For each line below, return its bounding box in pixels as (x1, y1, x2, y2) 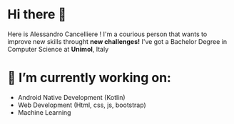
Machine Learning (17, 108, 71, 116)
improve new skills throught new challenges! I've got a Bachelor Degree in (7, 37, 227, 45)
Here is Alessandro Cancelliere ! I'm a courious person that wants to (7, 30, 208, 38)
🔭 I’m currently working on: (7, 70, 171, 86)
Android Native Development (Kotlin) (17, 93, 126, 101)
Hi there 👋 (7, 6, 66, 23)
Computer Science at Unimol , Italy (7, 45, 109, 53)
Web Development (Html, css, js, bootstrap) (17, 101, 146, 109)
